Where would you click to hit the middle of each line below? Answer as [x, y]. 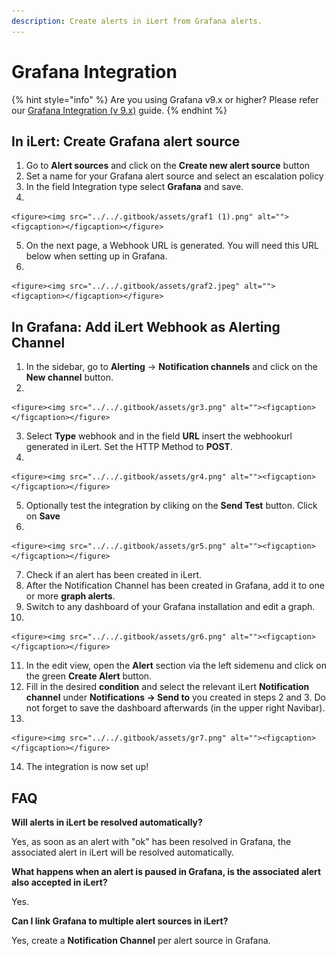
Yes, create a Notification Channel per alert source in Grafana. [141, 940]
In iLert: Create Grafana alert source [126, 141]
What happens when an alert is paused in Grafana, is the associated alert [166, 871]
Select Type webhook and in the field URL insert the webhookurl [159, 436]
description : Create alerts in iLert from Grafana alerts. [137, 21]
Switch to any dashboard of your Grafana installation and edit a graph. [170, 607]
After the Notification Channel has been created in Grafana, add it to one [175, 586]
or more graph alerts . [70, 596]
